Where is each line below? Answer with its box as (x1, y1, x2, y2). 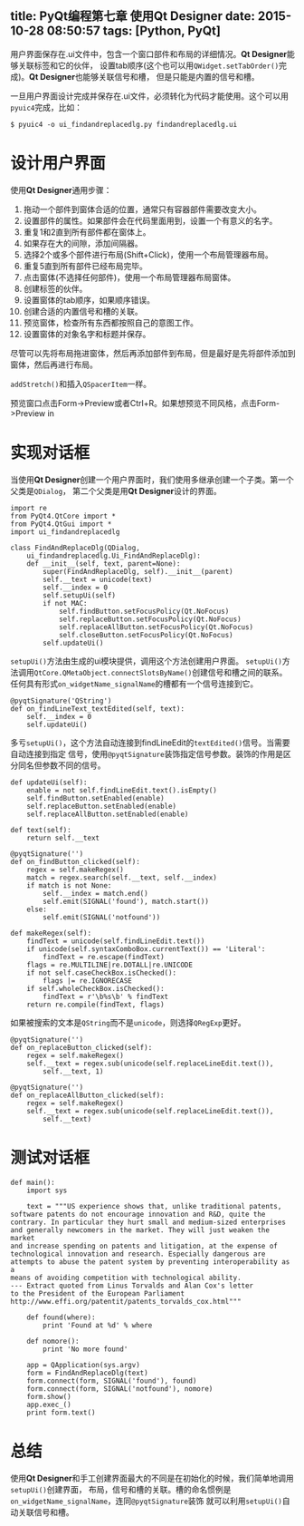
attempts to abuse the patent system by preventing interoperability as (10, 1257, 290, 1267)
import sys (26, 1186, 68, 1195)
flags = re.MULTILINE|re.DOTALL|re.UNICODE (26, 960, 194, 969)
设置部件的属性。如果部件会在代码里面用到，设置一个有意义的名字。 (23, 215, 278, 226)
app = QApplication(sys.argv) (26, 1360, 141, 1369)
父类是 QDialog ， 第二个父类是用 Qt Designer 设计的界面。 (10, 485, 223, 496)
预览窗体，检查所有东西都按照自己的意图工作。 (23, 316, 198, 328)
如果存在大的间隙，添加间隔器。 (23, 238, 143, 248)
